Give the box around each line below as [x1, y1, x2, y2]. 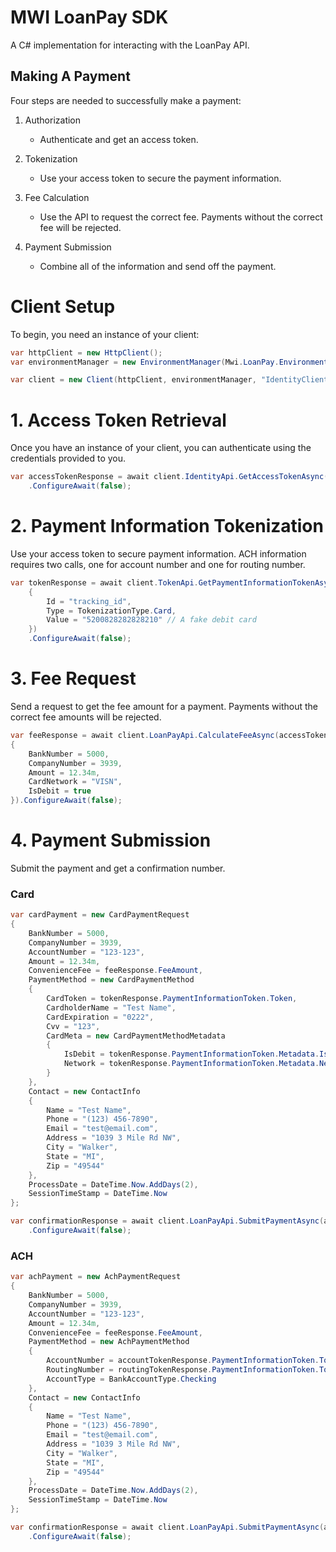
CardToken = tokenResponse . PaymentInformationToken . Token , [46, 994, 298, 1004]
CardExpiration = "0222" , [46, 1012, 155, 1022]
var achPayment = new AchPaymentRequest [10, 1272, 182, 1282]
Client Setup [10, 295, 116, 318]
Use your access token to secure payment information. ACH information [10, 547, 307, 560]
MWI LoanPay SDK [10, 6, 169, 29]
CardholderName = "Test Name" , [46, 1002, 177, 1013]
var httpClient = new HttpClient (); [10, 347, 163, 358]
